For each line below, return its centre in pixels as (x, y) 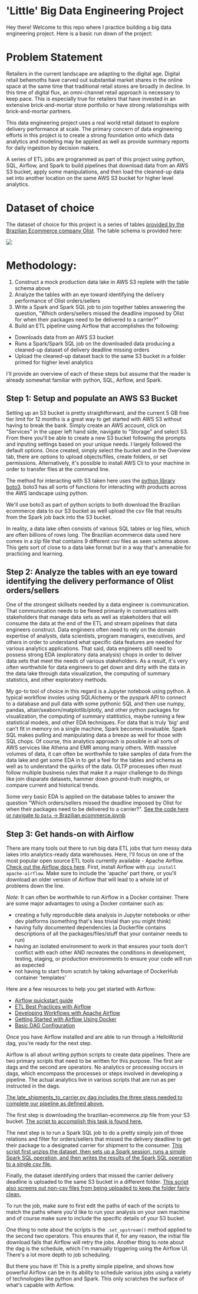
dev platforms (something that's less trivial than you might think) (93, 921)
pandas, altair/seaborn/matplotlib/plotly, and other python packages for (93, 710)
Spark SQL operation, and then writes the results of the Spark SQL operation (99, 1158)
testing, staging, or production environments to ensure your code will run (103, 959)
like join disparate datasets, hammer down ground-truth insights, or (88, 779)
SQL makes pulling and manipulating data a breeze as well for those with (94, 735)
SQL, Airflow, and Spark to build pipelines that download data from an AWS (97, 165)
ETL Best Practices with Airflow (53, 1007)
